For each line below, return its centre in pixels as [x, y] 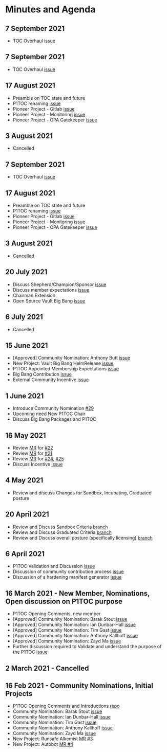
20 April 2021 [27, 515]
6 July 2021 [24, 317]
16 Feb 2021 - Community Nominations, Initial [79, 685]
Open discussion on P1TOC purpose [64, 601]
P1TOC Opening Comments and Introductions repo [66, 706]
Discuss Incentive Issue [38, 464]
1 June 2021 [25, 396]
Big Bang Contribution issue [42, 374]
